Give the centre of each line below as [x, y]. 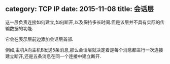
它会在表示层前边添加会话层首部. [39, 39]
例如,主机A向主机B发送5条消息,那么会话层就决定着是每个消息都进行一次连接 [84, 50]
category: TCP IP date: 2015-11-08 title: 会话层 [80, 9]
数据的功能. [22, 28]
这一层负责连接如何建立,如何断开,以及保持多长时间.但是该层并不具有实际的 [83, 22]
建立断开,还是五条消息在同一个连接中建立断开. [53, 56]
